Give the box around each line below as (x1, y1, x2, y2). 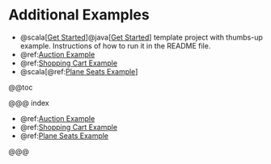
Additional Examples (8, 6, 150, 24)
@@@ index (8, 98, 50, 107)
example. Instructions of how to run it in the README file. (19, 40, 211, 50)
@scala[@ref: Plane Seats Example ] (19, 66, 138, 76)
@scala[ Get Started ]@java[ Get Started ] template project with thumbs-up (19, 32, 263, 42)
